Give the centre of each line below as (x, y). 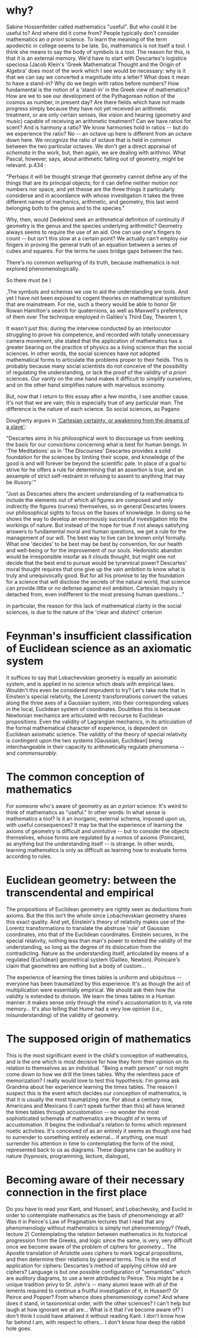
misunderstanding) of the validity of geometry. (63, 1015)
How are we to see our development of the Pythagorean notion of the (91, 96)
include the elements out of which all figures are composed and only (90, 500)
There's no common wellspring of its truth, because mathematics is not (93, 262)
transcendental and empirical (80, 893)
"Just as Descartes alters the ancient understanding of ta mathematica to (95, 493)
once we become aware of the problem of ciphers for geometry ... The (91, 1246)
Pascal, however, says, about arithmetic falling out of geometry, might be (95, 159)
